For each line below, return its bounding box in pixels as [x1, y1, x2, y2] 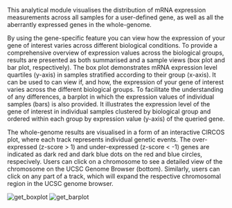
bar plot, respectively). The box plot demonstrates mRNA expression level [7, 64, 218, 71]
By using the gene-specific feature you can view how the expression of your [7, 34, 226, 42]
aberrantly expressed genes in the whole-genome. [7, 21, 152, 28]
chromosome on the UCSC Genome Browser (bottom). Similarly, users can [7, 165, 220, 173]
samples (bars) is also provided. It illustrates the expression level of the [7, 100, 211, 108]
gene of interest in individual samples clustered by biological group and [7, 107, 211, 115]
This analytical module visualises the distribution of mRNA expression [7, 6, 206, 14]
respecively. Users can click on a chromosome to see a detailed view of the [7, 158, 223, 165]
